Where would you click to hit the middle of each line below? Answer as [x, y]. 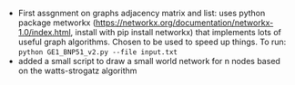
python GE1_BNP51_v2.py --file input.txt [97, 52]
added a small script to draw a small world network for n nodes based [149, 61]
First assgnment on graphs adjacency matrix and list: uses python [142, 13]
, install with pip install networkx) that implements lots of [176, 32]
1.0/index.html [44, 32]
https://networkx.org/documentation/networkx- [184, 23]
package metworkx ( [57, 23]
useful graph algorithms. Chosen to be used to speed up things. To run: [152, 42]
